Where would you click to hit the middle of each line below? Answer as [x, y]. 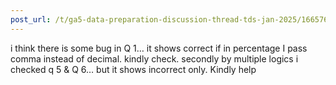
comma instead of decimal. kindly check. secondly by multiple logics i [154, 58]
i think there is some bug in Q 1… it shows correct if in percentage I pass [159, 48]
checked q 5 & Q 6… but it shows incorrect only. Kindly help [133, 69]
